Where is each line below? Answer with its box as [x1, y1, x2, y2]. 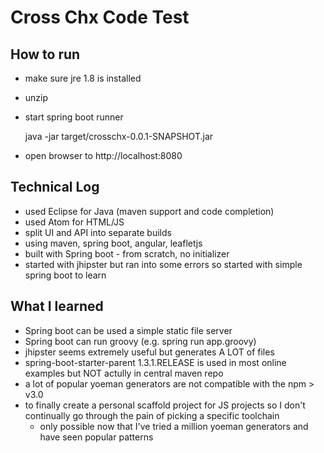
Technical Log [10, 179, 100, 196]
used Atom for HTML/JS [24, 216, 125, 228]
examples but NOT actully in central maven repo [24, 367, 224, 379]
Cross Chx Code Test [10, 6, 190, 29]
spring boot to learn [24, 269, 107, 281]
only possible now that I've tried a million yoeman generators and [39, 420, 309, 432]
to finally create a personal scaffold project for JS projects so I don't [24, 399, 306, 411]
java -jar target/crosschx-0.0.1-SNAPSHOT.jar [24, 131, 214, 142]
